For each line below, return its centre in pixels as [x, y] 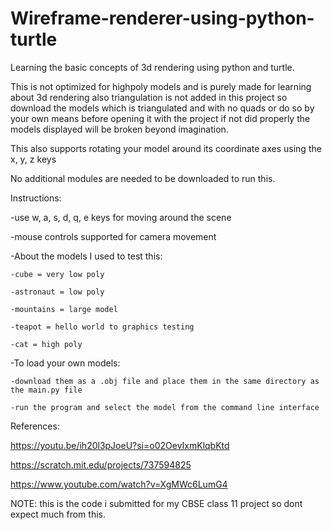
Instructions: [36, 198]
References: [35, 426]
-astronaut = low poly [57, 292]
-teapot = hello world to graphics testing [102, 327]
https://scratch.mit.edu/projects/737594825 [101, 464]
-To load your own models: [65, 363]
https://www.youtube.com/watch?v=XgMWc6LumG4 [119, 484]
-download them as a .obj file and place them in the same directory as [165, 381]
